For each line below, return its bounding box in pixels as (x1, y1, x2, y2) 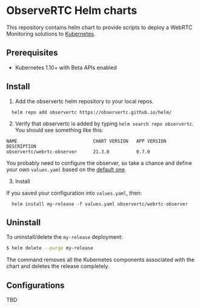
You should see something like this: (15, 126, 104, 133)
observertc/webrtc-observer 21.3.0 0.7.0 (6, 149, 150, 155)
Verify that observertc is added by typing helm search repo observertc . (15, 119, 194, 127)
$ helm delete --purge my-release (6, 245, 94, 252)
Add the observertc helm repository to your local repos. (15, 98, 154, 105)
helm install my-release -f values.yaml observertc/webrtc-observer (12, 201, 188, 207)
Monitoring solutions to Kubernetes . (6, 30, 96, 37)
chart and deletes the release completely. (6, 263, 110, 270)
